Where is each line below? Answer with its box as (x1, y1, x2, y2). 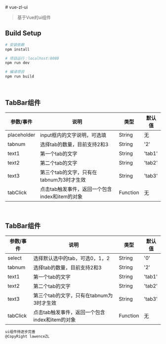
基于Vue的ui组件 (17, 14, 51, 20)
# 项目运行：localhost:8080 (5, 56, 59, 61)
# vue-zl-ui (5, 4, 28, 10)
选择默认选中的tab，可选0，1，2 (33, 255, 110, 262)
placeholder (7, 131, 36, 138)
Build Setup (5, 29, 41, 38)
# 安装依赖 (5, 42, 25, 47)
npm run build (5, 74, 35, 79)
